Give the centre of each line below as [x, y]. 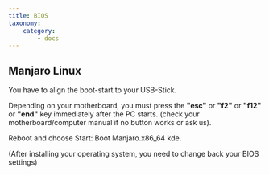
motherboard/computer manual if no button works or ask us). [110, 123]
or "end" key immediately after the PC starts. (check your [104, 114]
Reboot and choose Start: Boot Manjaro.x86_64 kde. [95, 138]
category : [39, 31]
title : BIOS [28, 16]
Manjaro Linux [45, 70]
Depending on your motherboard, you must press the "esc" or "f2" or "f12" [135, 106]
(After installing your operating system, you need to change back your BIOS [134, 154]
